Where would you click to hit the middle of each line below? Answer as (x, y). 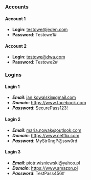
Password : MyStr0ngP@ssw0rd (45, 141)
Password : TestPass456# (38, 173)
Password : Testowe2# (35, 62)
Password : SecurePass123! (40, 108)
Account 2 (16, 46)
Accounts (17, 7)
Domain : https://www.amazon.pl (45, 168)
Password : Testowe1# (34, 35)
